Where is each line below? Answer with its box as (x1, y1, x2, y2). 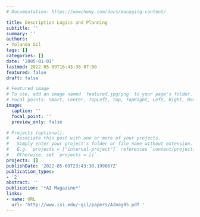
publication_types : (6, 168, 55, 175)
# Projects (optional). (6, 129, 65, 136)
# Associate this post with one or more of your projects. (6, 135, 161, 141)
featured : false (6, 69, 46, 75)
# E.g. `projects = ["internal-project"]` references (6, 147, 148, 153)
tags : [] (6, 47, 28, 54)
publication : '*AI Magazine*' (6, 185, 82, 191)
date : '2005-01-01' (6, 58, 55, 64)
